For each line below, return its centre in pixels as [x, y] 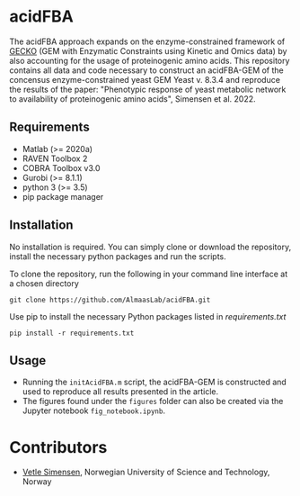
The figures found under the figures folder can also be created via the [153, 401]
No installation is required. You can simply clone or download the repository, [150, 247]
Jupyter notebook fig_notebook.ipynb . [94, 410]
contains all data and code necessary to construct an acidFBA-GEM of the [147, 70]
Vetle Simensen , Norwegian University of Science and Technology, [146, 472]
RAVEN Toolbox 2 [55, 158]
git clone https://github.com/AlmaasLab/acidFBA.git [110, 300]
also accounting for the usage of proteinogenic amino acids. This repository [150, 60]
